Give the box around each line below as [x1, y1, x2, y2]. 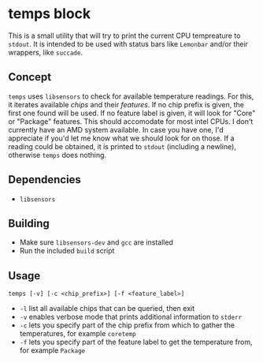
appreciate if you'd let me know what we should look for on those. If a [8, 133, 235, 143]
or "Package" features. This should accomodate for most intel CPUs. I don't [8, 116, 254, 126]
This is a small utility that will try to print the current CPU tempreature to [8, 31, 241, 40]
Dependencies [8, 173, 81, 186]
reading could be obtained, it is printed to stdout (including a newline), [8, 141, 236, 151]
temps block [8, 5, 91, 23]
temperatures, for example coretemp [19, 329, 136, 339]
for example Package [19, 346, 85, 355]
